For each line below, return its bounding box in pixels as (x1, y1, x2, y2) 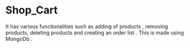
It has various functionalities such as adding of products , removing (5, 23, 168, 30)
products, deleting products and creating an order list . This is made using (5, 29, 184, 36)
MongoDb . (5, 35, 33, 42)
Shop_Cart (5, 4, 58, 17)
